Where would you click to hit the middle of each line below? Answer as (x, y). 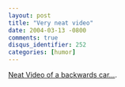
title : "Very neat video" (51, 23)
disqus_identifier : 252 (47, 45)
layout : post (30, 15)
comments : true (33, 38)
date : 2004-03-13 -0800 (47, 30)
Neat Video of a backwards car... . (62, 75)
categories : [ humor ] (42, 52)
